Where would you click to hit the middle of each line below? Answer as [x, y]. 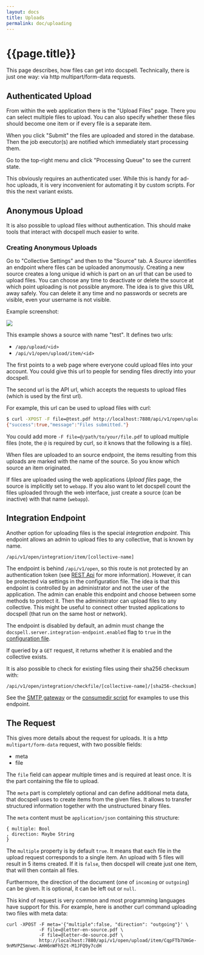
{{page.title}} [41, 53]
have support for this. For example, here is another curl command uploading [102, 907]
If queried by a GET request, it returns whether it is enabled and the [90, 650]
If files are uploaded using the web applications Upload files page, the [94, 479]
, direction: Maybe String [40, 834]
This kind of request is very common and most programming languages [96, 900]
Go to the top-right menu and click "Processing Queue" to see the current [99, 160]
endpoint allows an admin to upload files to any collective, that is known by [100, 539]
